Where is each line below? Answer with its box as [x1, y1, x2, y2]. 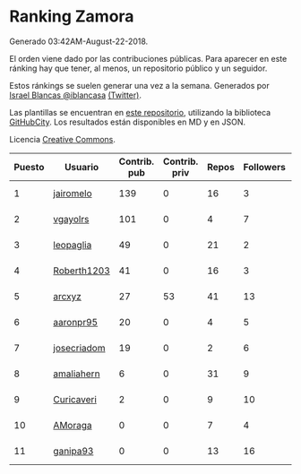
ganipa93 [53, 444, 94, 457]
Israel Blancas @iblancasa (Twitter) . [9, 90, 142, 100]
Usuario [64, 160, 99, 173]
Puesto [13, 160, 45, 173]
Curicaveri [53, 392, 97, 405]
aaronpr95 [53, 315, 99, 328]
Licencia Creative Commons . [9, 134, 116, 144]
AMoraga [53, 418, 92, 431]
